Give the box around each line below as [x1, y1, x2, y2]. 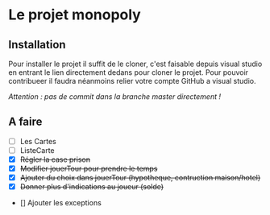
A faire [8, 115, 43, 129]
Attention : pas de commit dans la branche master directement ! [8, 92, 222, 101]
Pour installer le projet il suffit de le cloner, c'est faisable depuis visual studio [8, 59, 263, 68]
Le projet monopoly [8, 6, 141, 24]
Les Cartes [19, 136, 56, 146]
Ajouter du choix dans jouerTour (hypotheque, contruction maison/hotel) [19, 173, 261, 183]
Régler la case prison [19, 155, 91, 164]
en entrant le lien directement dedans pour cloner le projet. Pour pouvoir [8, 68, 248, 77]
